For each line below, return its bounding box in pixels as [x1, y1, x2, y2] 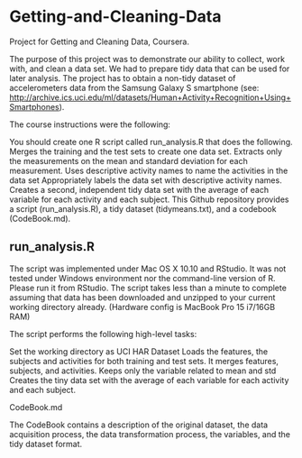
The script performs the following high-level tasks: [9, 328, 197, 339]
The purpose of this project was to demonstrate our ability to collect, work [9, 53, 286, 64]
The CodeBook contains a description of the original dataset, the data [9, 419, 269, 430]
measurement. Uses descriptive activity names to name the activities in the [9, 165, 288, 176]
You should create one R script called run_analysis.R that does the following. [9, 136, 293, 147]
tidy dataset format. [9, 438, 83, 449]
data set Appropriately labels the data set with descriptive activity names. [9, 174, 282, 186]
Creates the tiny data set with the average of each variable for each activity [9, 374, 289, 385]
